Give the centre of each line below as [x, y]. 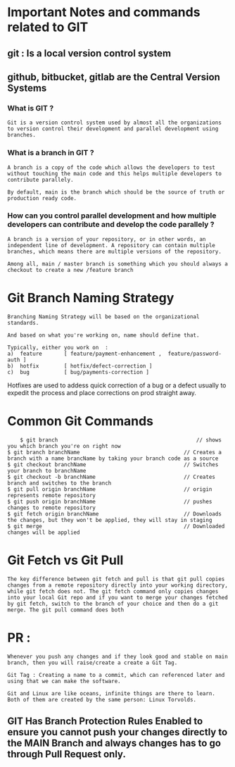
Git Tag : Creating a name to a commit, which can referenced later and [116, 675]
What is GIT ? [31, 108]
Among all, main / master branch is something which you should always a [118, 264]
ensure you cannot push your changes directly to [118, 732]
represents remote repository [52, 495]
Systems [27, 88]
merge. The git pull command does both [66, 610]
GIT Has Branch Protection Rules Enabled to [105, 721]
